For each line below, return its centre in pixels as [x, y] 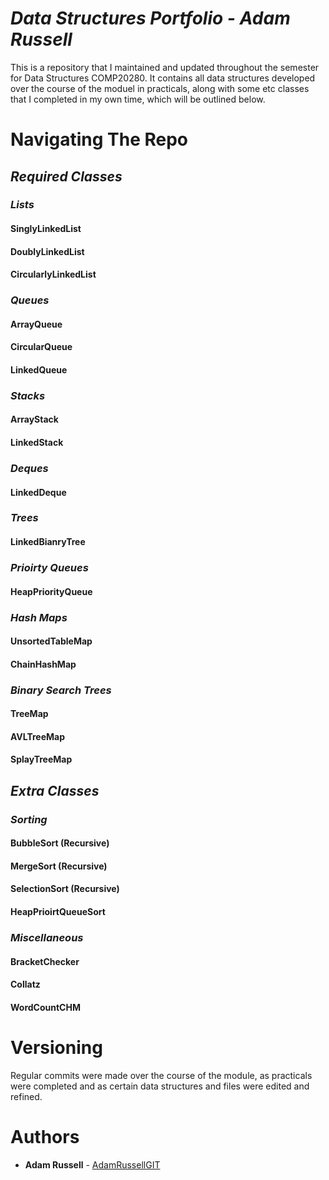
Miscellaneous [47, 937]
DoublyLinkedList [47, 251]
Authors [45, 1136]
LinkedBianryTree [48, 542]
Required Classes [66, 176]
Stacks [28, 395]
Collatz [25, 984]
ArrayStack [34, 419]
